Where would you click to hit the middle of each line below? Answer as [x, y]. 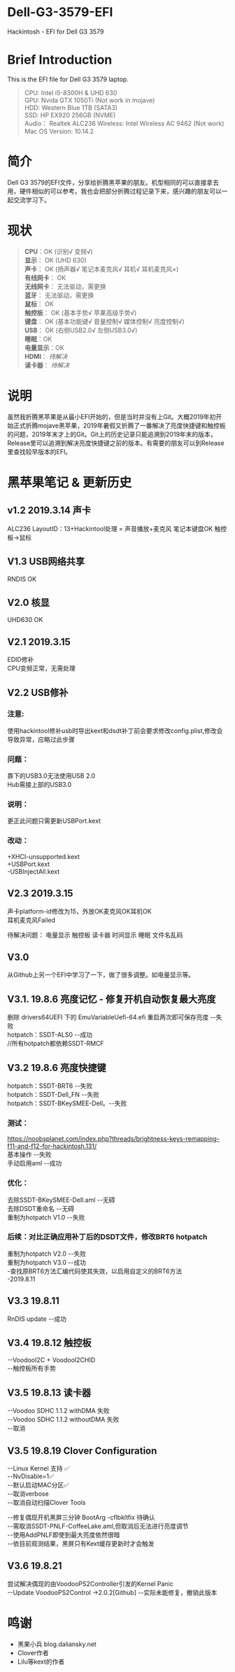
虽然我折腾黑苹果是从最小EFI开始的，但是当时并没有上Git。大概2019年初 [112, 416]
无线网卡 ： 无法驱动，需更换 [65, 286]
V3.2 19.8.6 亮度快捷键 [57, 1068]
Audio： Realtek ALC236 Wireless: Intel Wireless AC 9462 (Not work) [124, 123]
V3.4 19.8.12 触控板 [50, 1343]
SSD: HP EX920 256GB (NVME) [70, 115]
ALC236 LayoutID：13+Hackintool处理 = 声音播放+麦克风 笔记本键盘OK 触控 [117, 528]
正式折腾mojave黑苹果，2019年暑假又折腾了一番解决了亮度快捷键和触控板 [119, 425]
